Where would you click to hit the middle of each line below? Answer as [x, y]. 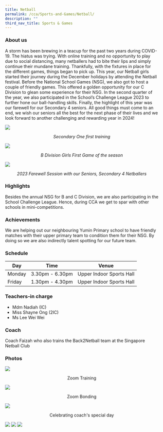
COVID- [149, 51]
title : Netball [20, 9]
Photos [14, 358]
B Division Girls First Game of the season [82, 155]
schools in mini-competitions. [35, 207]
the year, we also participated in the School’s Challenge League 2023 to [77, 97]
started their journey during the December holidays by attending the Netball [81, 76]
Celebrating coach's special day [82, 415]
